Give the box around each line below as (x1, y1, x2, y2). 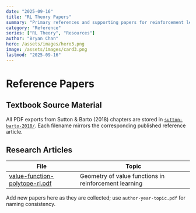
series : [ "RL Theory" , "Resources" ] (6, 30, 95, 36)
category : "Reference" (6, 25, 61, 31)
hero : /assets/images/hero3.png (6, 41, 85, 47)
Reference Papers (6, 77, 95, 90)
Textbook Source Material (6, 100, 102, 110)
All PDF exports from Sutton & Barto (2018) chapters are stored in (6, 116, 163, 123)
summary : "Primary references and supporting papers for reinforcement (6, 19, 184, 25)
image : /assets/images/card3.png (6, 47, 87, 53)
